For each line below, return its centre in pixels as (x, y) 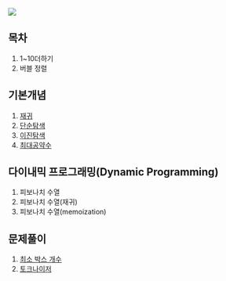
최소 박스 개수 (40, 259)
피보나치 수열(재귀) (48, 202)
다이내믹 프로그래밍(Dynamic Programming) (113, 172)
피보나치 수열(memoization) (63, 212)
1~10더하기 (36, 58)
